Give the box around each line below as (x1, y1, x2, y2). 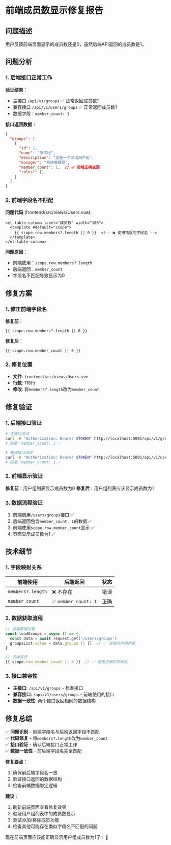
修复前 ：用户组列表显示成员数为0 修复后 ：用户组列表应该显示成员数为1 (5, 485, 154, 491)
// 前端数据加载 (5, 626, 35, 631)
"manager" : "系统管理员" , (18, 159, 70, 165)
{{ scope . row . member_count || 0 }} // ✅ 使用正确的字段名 (5, 659, 128, 665)
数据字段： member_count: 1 (12, 110, 70, 117)
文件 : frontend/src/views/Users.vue (12, 374, 89, 380)
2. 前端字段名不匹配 (5, 197, 53, 204)
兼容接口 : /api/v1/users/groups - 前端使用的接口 (12, 691, 115, 698)
